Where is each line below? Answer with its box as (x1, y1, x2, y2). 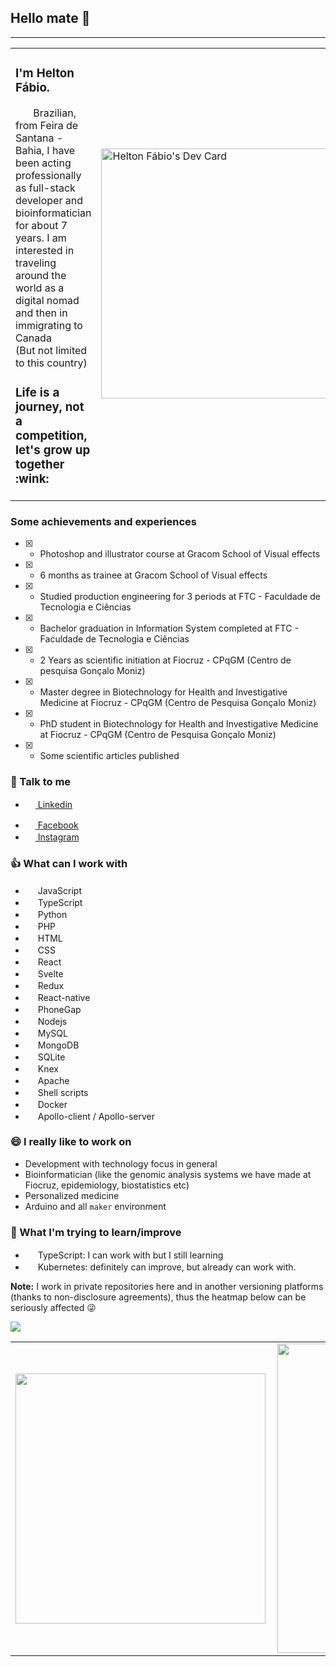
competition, (15, 427, 88, 443)
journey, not (15, 399, 85, 415)
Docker (37, 1098, 68, 1110)
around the (15, 268, 67, 282)
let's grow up (15, 442, 91, 458)
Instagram (37, 831, 80, 843)
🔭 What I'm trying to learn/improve (10, 1225, 182, 1239)
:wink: (15, 471, 50, 486)
